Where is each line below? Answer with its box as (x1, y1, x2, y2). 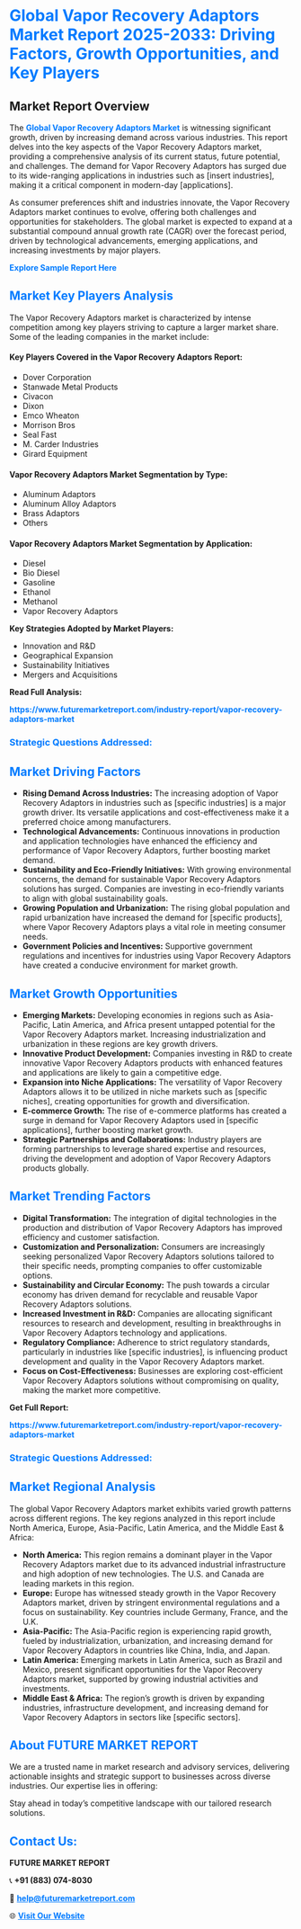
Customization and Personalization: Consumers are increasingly (22, 1241, 265, 1252)
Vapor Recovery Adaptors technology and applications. (22, 1327, 227, 1338)
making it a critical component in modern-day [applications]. (9, 180, 234, 190)
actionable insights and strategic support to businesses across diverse (9, 1771, 271, 1782)
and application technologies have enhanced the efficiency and (22, 835, 258, 846)
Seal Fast (22, 429, 58, 441)
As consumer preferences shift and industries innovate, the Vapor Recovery (9, 197, 290, 208)
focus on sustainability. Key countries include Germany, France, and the (22, 1606, 289, 1617)
